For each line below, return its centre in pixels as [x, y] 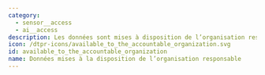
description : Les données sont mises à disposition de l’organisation [127, 37]
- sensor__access [44, 23]
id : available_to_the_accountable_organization [88, 52]
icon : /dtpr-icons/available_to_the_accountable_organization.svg [119, 45]
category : [24, 15]
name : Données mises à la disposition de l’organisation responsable [125, 59]
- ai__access [37, 30]
